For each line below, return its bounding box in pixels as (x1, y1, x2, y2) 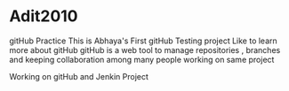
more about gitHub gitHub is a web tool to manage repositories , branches (9, 44, 281, 55)
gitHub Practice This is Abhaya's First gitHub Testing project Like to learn (9, 35, 277, 46)
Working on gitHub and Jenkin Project (9, 71, 149, 81)
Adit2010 (9, 6, 78, 27)
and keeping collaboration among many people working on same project (9, 54, 275, 64)
